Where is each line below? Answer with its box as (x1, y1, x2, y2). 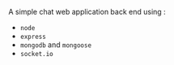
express (19, 32, 46, 41)
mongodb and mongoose (19, 40, 91, 50)
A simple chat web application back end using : (8, 7, 166, 16)
